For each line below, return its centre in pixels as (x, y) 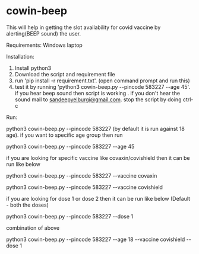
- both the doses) (28, 205)
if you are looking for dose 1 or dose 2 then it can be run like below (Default (98, 198)
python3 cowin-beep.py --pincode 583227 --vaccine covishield (85, 187)
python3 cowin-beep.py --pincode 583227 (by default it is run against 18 (96, 128)
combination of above (33, 228)
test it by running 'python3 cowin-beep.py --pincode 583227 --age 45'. (102, 86)
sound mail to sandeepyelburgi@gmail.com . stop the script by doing (98, 99)
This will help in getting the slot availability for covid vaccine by (83, 27)
